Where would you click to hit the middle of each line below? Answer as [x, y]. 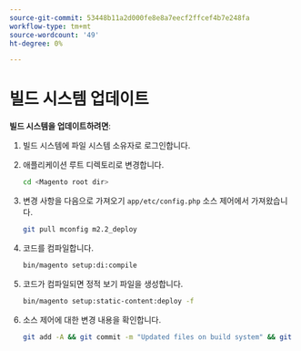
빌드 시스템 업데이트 [80, 99]
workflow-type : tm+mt [50, 26]
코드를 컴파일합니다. [58, 248]
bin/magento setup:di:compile [80, 265]
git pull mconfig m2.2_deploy [80, 230]
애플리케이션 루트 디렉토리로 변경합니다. [93, 165]
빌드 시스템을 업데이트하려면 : [60, 126]
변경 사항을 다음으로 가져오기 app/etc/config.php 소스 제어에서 [136, 201]
